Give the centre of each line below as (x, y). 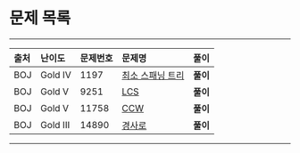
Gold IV (55, 75)
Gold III (55, 125)
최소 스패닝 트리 (153, 75)
